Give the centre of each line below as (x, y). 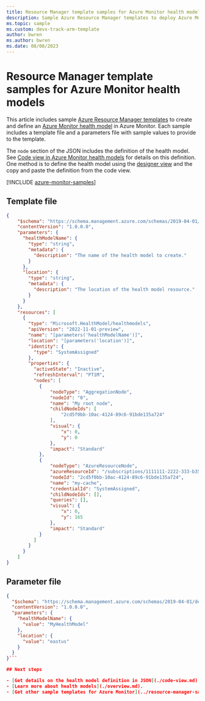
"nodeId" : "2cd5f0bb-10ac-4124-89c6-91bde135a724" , (117, 477)
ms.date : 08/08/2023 (33, 47)
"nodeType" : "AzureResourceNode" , (94, 466)
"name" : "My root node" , (81, 403)
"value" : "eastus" (46, 641)
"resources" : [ (37, 312)
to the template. (26, 139)
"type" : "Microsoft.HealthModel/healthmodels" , (90, 324)
